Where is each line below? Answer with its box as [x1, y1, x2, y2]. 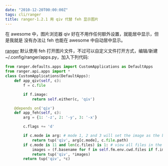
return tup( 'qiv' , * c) [23, 156, 70, 161]
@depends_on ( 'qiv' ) [14, 106, 55, 111]
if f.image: [23, 92, 48, 97]
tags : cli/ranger [5, 12, 41, 17]
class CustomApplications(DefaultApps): [5, 74, 91, 79]
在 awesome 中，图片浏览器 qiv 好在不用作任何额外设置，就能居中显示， [5, 31, 155, 37]
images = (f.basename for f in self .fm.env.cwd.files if [31, 147, 153, 152]
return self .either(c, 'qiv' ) [31, 96, 95, 102]
